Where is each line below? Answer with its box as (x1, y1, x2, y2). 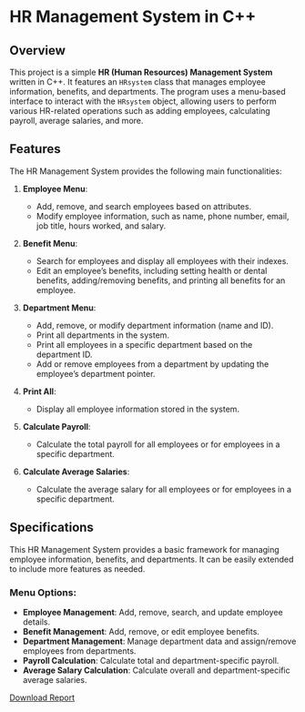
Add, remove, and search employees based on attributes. (36, 200, 252, 211)
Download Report (9, 692, 76, 703)
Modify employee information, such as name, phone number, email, (36, 210, 290, 221)
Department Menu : (22, 302, 97, 313)
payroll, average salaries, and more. (9, 116, 144, 126)
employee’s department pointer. (36, 368, 156, 379)
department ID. (36, 349, 93, 360)
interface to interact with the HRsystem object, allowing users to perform (9, 96, 278, 107)
